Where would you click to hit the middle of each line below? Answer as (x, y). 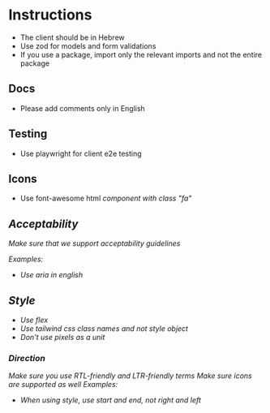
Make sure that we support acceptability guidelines (94, 243)
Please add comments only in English (83, 108)
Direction (27, 358)
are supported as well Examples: (63, 385)
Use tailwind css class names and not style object (104, 329)
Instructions (50, 15)
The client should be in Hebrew (72, 37)
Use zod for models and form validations (88, 45)
